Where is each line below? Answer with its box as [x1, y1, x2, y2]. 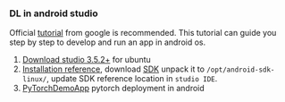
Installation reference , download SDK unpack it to [21, 64, 205, 74]
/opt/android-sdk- [206, 65, 275, 74]
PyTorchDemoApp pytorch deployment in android [21, 83, 205, 94]
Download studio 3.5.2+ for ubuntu [21, 55, 152, 65]
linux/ [21, 75, 47, 84]
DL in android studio [9, 7, 98, 20]
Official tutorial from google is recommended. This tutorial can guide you [9, 28, 277, 38]
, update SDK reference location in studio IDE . [46, 73, 218, 84]
